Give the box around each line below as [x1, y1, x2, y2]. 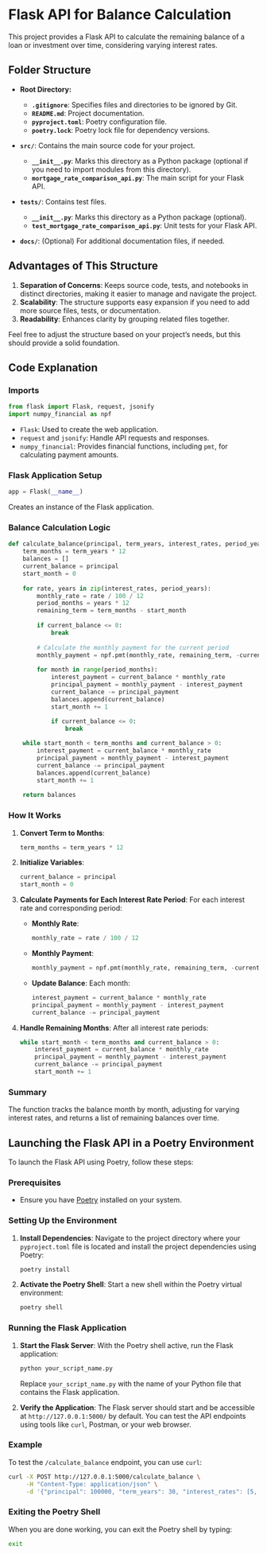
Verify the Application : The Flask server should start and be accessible [19, 1402, 256, 1412]
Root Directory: [19, 84, 72, 94]
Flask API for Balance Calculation [8, 6, 232, 24]
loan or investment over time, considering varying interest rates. [8, 40, 218, 49]
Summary [8, 1086, 48, 1098]
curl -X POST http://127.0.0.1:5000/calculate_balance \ [8, 1473, 201, 1481]
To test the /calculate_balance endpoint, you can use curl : [8, 1457, 203, 1467]
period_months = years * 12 [37, 599, 130, 608]
